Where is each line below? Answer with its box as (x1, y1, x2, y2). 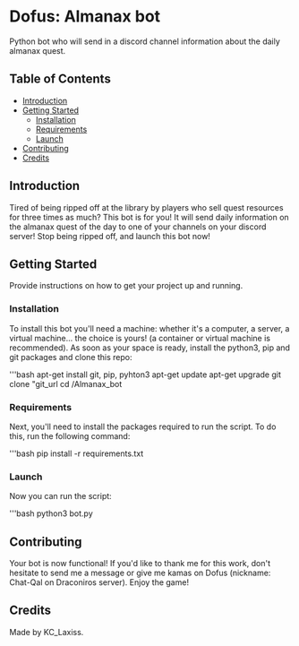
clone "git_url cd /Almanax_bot (9, 378, 123, 389)
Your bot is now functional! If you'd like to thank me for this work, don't (9, 558, 271, 569)
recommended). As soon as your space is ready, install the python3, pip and (9, 342, 291, 353)
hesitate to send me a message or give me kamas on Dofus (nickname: (9, 567, 271, 579)
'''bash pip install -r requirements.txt (9, 448, 144, 459)
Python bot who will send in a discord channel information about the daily (9, 36, 280, 47)
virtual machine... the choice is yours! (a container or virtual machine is (9, 332, 271, 343)
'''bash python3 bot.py (9, 508, 93, 519)
